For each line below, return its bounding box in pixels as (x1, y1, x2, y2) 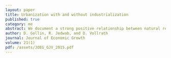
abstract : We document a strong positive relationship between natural (5, 26, 160, 31)
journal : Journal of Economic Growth (5, 36, 85, 41)
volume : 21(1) (5, 40, 36, 45)
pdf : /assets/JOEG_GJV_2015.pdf (5, 45, 74, 50)
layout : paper (5, 7, 36, 13)
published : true (5, 17, 40, 22)
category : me (5, 21, 33, 27)
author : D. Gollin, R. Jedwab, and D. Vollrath (5, 31, 108, 36)
